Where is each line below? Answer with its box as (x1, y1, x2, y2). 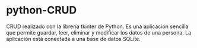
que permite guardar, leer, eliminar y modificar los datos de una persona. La (6, 29, 192, 36)
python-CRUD (6, 4, 77, 17)
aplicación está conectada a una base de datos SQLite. (6, 35, 141, 42)
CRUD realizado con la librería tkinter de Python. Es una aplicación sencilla (6, 23, 189, 30)
